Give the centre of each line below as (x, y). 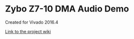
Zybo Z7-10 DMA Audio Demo (67, 9)
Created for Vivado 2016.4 (32, 22)
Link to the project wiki (28, 31)
